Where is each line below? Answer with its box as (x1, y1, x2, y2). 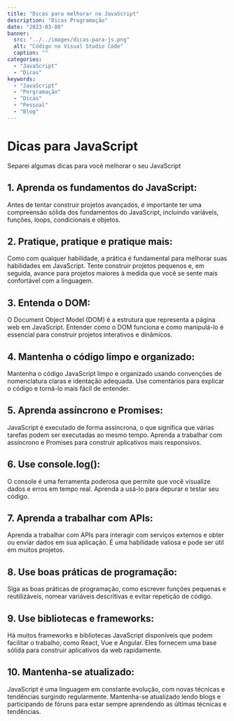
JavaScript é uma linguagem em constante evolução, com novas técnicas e (7, 685, 226, 693)
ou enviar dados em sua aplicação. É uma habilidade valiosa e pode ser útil (7, 538, 224, 547)
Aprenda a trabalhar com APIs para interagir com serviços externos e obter (7, 531, 224, 539)
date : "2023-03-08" (7, 23, 64, 30)
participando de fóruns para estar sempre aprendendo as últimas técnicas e (7, 699, 227, 708)
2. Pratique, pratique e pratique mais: (7, 236, 173, 248)
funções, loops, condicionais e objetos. (7, 215, 121, 224)
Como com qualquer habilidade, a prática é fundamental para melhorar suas (7, 254, 228, 263)
